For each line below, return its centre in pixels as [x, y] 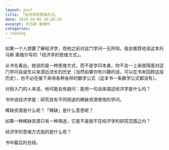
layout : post [19, 10]
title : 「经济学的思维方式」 [32, 15]
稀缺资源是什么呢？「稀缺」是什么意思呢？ [49, 110]
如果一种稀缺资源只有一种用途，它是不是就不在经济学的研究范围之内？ [78, 121]
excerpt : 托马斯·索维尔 [28, 24]
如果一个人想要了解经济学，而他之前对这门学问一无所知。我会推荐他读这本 [82, 48]
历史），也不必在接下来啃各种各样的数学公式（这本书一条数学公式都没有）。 [82, 78]
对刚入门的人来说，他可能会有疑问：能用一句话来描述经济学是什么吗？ [78, 89]
